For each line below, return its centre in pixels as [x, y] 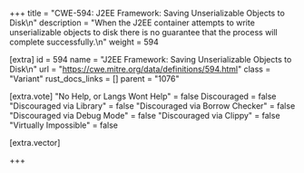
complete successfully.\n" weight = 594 [84, 42]
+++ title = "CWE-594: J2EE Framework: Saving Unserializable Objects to [147, 13]
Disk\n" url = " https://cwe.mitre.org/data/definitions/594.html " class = [140, 69]
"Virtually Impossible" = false [64, 125]
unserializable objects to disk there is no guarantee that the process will [144, 32]
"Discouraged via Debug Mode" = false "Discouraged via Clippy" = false [145, 115]
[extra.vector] [35, 143]
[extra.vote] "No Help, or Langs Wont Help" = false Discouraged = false [143, 96]
